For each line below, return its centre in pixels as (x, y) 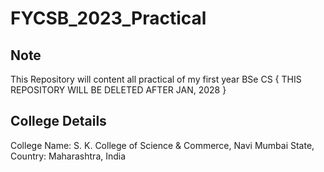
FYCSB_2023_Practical (108, 18)
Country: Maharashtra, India (68, 156)
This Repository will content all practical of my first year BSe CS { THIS (156, 79)
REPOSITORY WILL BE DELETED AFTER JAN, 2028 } (118, 90)
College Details (58, 121)
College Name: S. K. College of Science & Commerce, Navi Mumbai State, (162, 145)
